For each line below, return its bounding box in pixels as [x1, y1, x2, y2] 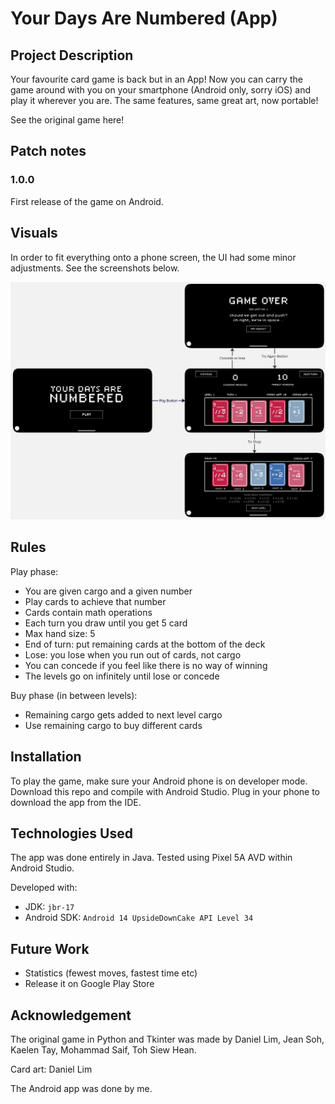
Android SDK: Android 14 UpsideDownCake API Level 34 [24, 912, 254, 924]
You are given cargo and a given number [24, 585, 193, 597]
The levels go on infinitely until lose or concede [24, 670, 220, 682]
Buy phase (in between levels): [10, 689, 138, 701]
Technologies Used [10, 825, 133, 842]
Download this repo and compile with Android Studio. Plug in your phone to [10, 785, 321, 797]
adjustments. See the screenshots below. [10, 262, 180, 274]
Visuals [10, 225, 58, 242]
